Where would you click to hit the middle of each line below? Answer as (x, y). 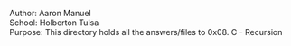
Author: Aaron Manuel (51, 13)
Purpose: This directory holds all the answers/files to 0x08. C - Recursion (146, 32)
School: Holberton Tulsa (54, 23)
